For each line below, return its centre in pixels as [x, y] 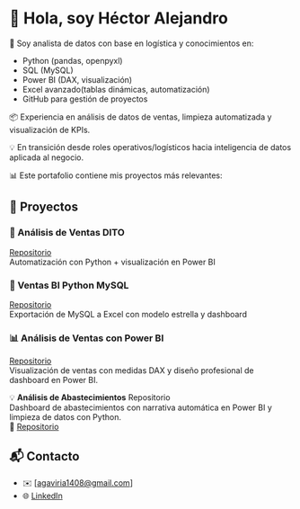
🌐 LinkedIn [42, 496]
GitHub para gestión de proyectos [85, 99]
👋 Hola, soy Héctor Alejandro [119, 18]
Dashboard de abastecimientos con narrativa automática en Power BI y [141, 407]
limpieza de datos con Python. [65, 417]
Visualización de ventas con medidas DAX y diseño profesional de [132, 371]
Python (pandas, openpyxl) [72, 60]
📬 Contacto [44, 456]
